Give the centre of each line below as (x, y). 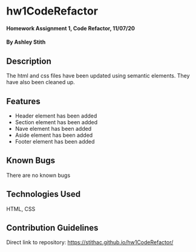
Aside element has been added (54, 135)
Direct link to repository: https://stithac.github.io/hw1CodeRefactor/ (90, 242)
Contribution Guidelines (52, 228)
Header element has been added (56, 116)
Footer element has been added (55, 141)
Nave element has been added (53, 129)
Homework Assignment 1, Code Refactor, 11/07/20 (70, 28)
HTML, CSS (21, 209)
